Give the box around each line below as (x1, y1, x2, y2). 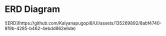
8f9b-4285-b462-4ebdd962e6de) (4, 25, 76, 31)
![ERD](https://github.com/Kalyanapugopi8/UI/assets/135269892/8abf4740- (4, 20, 162, 26)
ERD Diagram (4, 3, 60, 15)
